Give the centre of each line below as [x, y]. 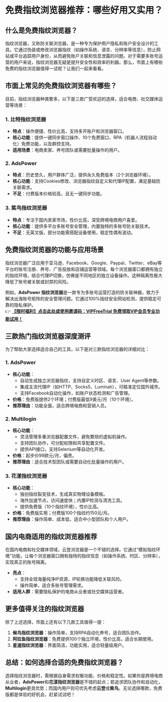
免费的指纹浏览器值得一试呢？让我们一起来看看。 [55, 68]
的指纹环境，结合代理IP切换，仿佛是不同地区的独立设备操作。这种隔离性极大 [84, 275]
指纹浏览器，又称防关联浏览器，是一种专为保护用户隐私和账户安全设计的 [79, 43]
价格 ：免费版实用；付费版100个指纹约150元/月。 [62, 513]
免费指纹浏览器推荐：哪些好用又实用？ [84, 10]
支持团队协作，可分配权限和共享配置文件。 [64, 443]
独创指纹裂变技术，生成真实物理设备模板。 [64, 494]
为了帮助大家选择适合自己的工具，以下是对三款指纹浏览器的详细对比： [77, 349]
